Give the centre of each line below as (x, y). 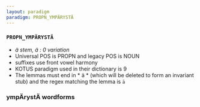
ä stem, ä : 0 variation (42, 50)
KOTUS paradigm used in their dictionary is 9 (71, 69)
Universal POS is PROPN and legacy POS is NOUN (77, 56)
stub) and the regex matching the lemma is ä (70, 81)
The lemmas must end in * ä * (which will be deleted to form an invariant (104, 75)
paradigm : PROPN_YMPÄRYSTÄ (40, 17)
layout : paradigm (28, 12)
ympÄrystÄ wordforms (41, 97)
